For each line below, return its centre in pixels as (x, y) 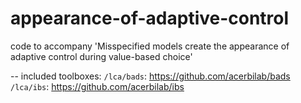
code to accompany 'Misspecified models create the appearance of (150, 46)
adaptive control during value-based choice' (101, 56)
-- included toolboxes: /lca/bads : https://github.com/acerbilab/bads (150, 76)
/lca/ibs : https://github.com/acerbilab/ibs (97, 86)
